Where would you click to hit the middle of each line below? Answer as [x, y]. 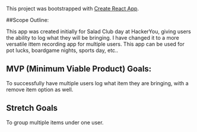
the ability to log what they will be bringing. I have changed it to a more [93, 38]
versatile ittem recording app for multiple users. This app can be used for [96, 44]
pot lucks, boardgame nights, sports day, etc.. [62, 50]
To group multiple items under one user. [55, 122]
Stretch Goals [32, 108]
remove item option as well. [40, 89]
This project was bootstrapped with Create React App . [73, 9]
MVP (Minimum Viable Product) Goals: [79, 69]
